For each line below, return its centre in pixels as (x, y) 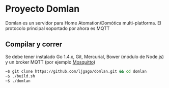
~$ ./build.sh (20, 76)
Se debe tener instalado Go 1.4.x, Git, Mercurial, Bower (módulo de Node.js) (85, 56)
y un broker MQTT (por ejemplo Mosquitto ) (50, 62)
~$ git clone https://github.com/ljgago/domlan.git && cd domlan (76, 71)
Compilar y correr (34, 45)
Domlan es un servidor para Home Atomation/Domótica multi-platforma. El (83, 23)
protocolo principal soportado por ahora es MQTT (58, 28)
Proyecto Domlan (43, 9)
